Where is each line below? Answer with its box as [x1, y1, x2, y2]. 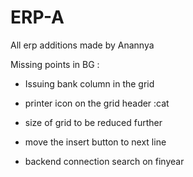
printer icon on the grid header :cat [24, 97, 170, 109]
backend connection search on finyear [24, 155, 185, 167]
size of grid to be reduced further [24, 116, 163, 128]
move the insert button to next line [24, 136, 167, 148]
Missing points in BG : [10, 58, 100, 70]
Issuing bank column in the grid [24, 77, 155, 90]
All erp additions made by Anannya [10, 39, 155, 51]
